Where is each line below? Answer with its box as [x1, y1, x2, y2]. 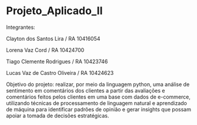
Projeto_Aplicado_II [6, 4, 103, 18]
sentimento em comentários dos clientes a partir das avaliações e [6, 87, 165, 94]
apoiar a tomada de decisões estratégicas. [6, 112, 109, 119]
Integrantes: [6, 24, 35, 31]
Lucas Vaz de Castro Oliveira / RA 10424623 [6, 69, 114, 76]
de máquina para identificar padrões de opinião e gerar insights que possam [6, 106, 191, 113]
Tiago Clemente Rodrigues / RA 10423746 [6, 58, 108, 65]
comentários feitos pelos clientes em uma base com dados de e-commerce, [6, 93, 191, 100]
